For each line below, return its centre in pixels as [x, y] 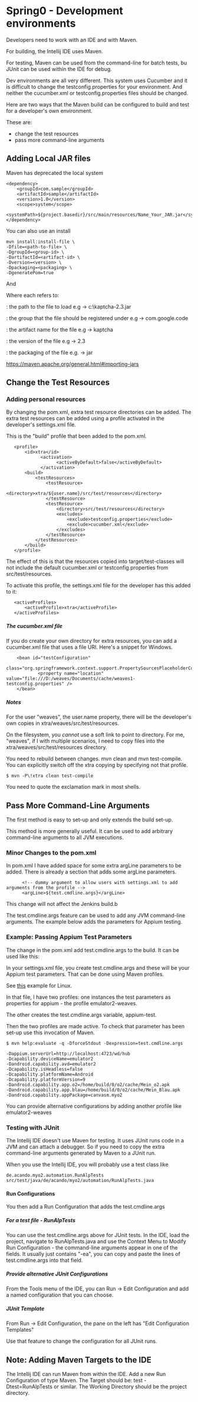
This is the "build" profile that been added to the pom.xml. [77, 436]
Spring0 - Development [65, 11]
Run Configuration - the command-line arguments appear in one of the [92, 1248]
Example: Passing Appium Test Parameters [69, 937]
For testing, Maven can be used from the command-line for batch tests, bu [97, 63]
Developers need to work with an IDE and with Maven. [72, 40]
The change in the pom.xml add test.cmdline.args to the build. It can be [93, 950]
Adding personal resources [46, 399]
